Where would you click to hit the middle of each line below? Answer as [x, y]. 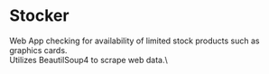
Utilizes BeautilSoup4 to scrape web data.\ [89, 60]
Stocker [39, 16]
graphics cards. [38, 50]
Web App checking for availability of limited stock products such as [134, 41]
